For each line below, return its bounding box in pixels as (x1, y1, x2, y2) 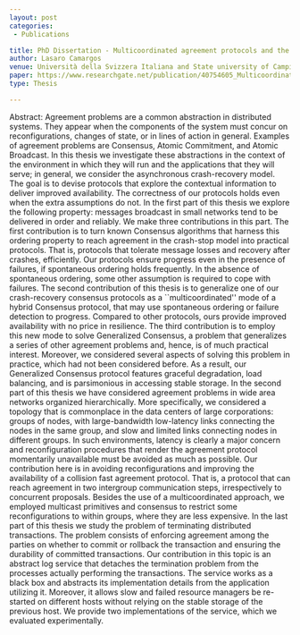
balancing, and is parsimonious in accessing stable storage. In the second (9, 377, 281, 388)
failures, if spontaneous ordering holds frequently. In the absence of (9, 263, 261, 274)
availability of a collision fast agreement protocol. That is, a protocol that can (9, 472, 291, 483)
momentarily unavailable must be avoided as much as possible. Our (9, 453, 258, 464)
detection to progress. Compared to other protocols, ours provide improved (9, 310, 287, 322)
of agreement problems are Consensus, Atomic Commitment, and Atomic (9, 140, 279, 150)
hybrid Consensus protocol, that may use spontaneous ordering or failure (9, 301, 279, 312)
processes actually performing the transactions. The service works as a (9, 567, 274, 578)
